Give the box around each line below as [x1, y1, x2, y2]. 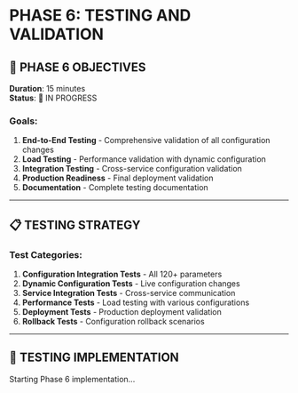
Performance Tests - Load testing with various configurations [21, 297, 250, 308]
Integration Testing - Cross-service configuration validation [21, 164, 242, 174]
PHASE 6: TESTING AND [9, 5, 192, 26]
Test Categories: [9, 248, 82, 261]
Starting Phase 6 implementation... [9, 373, 136, 384]
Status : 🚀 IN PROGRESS [9, 92, 98, 103]
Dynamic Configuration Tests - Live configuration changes [21, 277, 241, 289]
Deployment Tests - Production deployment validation [21, 306, 222, 317]
